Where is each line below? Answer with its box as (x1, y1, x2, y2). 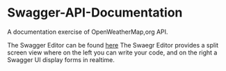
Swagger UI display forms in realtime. (7, 55, 115, 63)
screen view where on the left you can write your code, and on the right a (7, 48, 218, 57)
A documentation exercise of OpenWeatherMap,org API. (7, 28, 168, 36)
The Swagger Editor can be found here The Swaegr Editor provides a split (7, 41, 219, 49)
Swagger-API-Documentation (7, 5, 183, 21)
